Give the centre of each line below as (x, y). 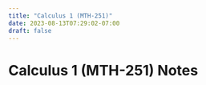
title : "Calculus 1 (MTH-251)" (61, 16)
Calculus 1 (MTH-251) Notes (103, 70)
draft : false (30, 30)
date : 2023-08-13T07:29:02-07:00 (64, 23)
